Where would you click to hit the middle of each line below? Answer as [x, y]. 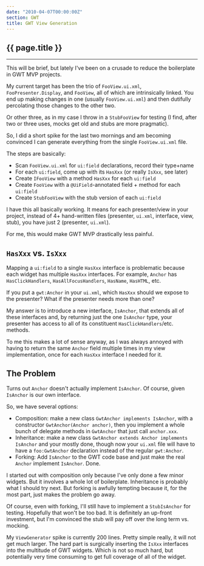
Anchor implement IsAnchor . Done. [58, 463]
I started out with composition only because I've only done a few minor [95, 475]
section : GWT [23, 18]
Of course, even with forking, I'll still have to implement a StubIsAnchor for [99, 506]
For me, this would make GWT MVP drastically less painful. [80, 234]
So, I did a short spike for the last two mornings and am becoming [89, 136]
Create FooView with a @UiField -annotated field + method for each [98, 185]
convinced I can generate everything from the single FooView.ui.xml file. [97, 142]
